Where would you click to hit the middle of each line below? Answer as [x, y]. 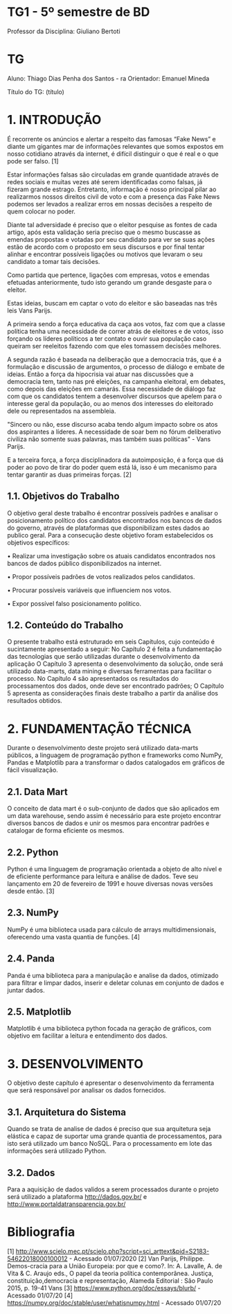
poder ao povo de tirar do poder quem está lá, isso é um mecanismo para [112, 467]
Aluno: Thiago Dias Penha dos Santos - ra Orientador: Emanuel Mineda [108, 78]
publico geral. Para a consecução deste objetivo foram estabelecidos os [110, 535]
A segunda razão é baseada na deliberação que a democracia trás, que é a [114, 359]
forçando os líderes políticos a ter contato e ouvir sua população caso [107, 338]
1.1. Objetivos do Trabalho [63, 496]
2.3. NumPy [33, 913]
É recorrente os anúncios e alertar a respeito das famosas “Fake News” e [111, 139]
